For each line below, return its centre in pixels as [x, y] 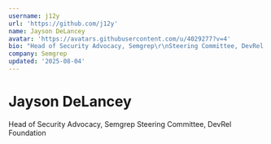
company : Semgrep [38, 54]
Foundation [27, 133]
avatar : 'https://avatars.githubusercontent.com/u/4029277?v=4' [120, 39]
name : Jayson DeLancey [47, 31]
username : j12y [34, 16]
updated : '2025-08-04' [47, 62]
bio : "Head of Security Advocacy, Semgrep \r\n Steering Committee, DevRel [136, 46]
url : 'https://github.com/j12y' [63, 24]
